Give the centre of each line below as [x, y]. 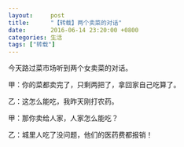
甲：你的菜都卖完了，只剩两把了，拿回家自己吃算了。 [94, 85]
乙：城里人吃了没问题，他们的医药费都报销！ [81, 135]
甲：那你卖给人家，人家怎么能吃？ [63, 118]
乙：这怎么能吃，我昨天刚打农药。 [63, 101]
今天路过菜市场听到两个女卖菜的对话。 [70, 68]
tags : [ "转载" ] [32, 45]
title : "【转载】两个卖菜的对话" [65, 23]
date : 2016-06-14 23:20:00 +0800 [74, 30]
